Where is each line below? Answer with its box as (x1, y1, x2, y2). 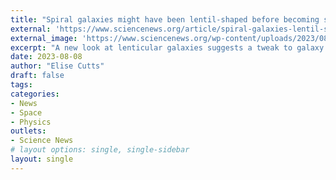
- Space (10, 107, 43, 118)
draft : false (10, 71, 65, 81)
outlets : (10, 126, 47, 136)
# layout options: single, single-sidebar (10, 145, 190, 155)
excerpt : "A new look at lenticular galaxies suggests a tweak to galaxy (10, 42, 325, 53)
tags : (10, 80, 33, 90)
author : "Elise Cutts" (10, 61, 105, 71)
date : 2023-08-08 (10, 52, 83, 62)
